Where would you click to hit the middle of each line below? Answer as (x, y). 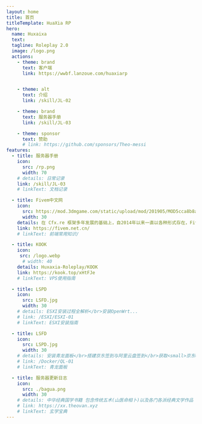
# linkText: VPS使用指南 (46, 278)
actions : (23, 57)
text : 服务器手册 (41, 117)
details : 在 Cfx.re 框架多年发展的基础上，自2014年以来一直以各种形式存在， (104, 223)
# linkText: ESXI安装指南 (47, 322)
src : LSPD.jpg (40, 345)
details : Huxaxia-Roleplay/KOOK (57, 267)
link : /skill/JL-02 (46, 101)
